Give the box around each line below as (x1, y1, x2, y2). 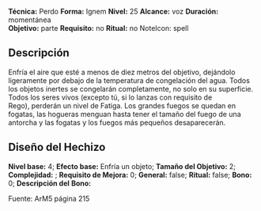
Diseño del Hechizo (8, 141, 106, 154)
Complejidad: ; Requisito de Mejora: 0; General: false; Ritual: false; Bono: (8, 170, 252, 179)
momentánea (8, 15, 51, 24)
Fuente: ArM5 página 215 (8, 194, 90, 203)
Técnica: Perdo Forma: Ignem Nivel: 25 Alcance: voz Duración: (8, 7, 219, 16)
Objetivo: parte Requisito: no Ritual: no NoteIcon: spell (8, 24, 189, 32)
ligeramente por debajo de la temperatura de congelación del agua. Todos (8, 75, 251, 85)
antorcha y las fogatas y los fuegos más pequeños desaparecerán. (8, 118, 226, 127)
